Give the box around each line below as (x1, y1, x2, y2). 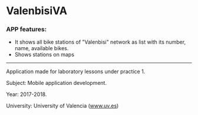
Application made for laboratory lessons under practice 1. (6, 68, 146, 75)
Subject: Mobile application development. (6, 80, 107, 87)
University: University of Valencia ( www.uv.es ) (6, 102, 119, 110)
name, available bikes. (14, 45, 69, 52)
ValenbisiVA (6, 4, 68, 18)
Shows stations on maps (14, 51, 75, 58)
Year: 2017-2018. (6, 91, 47, 98)
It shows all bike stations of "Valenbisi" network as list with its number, (14, 38, 186, 45)
